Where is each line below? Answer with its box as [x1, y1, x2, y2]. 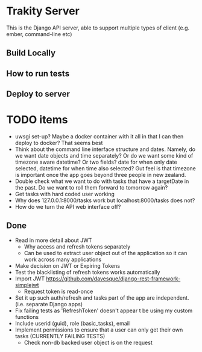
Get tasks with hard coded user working [14, 191, 115, 198]
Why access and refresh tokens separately [24, 242, 131, 250]
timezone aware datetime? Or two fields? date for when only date [14, 158, 177, 166]
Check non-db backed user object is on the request [24, 339, 153, 346]
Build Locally [6, 48, 56, 58]
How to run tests [6, 68, 70, 79]
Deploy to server [6, 89, 71, 99]
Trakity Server [6, 4, 80, 18]
